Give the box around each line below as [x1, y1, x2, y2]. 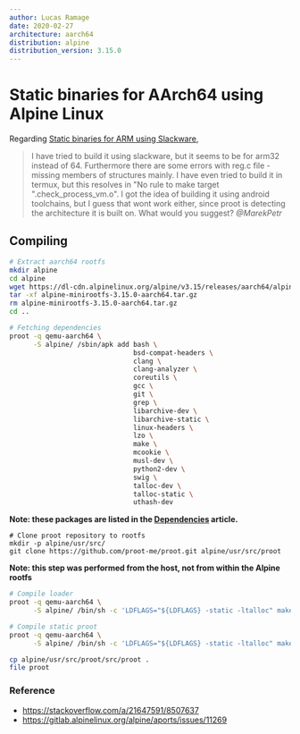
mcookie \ [132, 448, 170, 457]
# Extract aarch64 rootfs [9, 257, 105, 266]
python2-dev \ [132, 464, 186, 474]
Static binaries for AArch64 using [9, 85, 264, 105]
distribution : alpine [9, 38, 90, 47]
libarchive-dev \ [132, 406, 198, 416]
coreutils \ [132, 373, 178, 383]
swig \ [132, 473, 158, 482]
